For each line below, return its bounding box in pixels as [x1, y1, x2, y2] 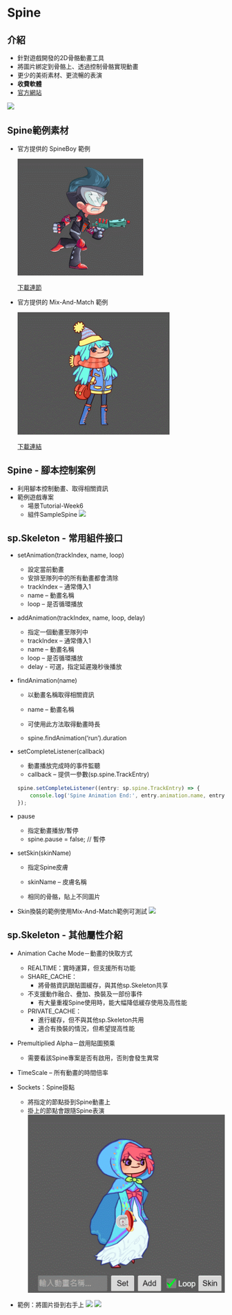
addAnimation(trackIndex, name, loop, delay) [17, 614, 146, 622]
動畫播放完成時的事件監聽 [27, 762, 101, 770]
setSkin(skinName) [17, 849, 71, 857]
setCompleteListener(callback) [17, 747, 105, 755]
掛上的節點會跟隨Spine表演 [27, 1106, 105, 1114]
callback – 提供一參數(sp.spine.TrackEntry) [27, 770, 150, 779]
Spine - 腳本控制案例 [7, 465, 96, 477]
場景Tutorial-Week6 [27, 502, 84, 510]
